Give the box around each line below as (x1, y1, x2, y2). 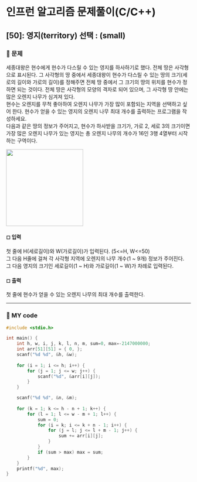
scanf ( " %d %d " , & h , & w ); (16, 352, 77, 358)
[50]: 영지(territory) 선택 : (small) (6, 30, 126, 40)
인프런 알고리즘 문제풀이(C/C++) (6, 5, 157, 19)
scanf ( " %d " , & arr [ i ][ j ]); (37, 373, 101, 380)
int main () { (6, 335, 38, 341)
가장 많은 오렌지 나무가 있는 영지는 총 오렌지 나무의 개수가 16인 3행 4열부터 (6, 129, 177, 136)
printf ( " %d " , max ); (16, 466, 64, 471)
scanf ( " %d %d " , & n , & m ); (16, 395, 77, 401)
